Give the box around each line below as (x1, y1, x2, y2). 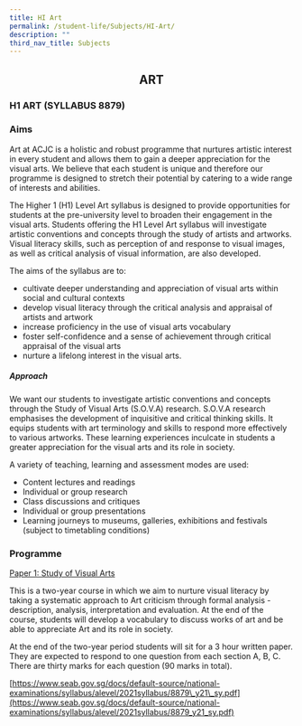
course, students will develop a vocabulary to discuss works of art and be (9, 614, 284, 625)
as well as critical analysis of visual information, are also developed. (9, 248, 261, 259)
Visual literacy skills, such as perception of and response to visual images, (9, 238, 286, 249)
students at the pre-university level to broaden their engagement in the (9, 209, 273, 220)
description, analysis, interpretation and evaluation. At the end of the (9, 605, 264, 616)
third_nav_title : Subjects (9, 38, 111, 48)
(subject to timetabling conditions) (22, 524, 151, 535)
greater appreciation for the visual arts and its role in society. (9, 441, 235, 452)
